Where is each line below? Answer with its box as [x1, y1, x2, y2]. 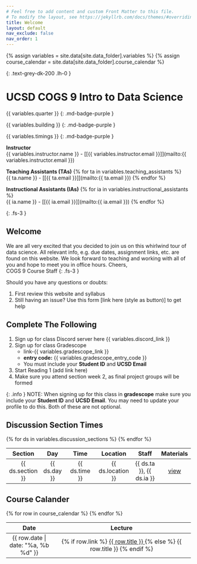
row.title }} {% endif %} [90, 545, 154, 553]
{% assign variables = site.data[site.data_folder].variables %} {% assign [6, 52, 180, 59]
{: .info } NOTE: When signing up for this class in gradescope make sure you [6, 390, 191, 397]
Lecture [110, 524, 133, 532]
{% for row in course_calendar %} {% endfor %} [6, 510, 123, 517]
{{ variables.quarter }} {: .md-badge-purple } [6, 110, 114, 117]
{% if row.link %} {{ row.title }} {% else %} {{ [61, 538, 182, 546]
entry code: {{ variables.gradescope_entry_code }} [23, 354, 147, 361]
